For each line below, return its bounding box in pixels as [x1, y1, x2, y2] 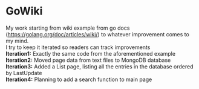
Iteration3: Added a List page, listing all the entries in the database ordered [5, 62, 194, 70]
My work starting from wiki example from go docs [5, 24, 130, 31]
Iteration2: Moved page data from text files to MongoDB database [5, 56, 171, 64]
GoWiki [5, 4, 43, 18]
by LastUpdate [5, 69, 42, 76]
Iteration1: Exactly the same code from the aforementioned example [5, 50, 176, 57]
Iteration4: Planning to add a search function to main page [5, 76, 152, 83]
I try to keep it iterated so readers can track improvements [5, 44, 151, 51]
